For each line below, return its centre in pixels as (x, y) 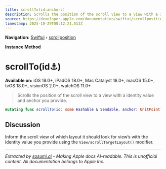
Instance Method (23, 47)
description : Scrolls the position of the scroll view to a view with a (82, 14)
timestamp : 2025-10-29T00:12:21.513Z (44, 23)
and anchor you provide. (42, 101)
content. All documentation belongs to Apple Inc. (55, 161)
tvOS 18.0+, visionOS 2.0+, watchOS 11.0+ (48, 86)
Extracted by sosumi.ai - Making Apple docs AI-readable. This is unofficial (81, 156)
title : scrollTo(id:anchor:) (35, 10)
